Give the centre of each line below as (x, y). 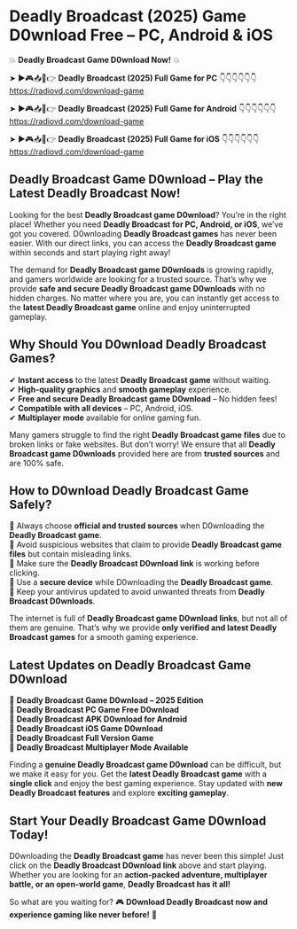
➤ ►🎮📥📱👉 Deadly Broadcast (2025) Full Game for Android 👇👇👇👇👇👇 (143, 108)
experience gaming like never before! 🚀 (83, 914)
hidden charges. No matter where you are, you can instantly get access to (145, 298)
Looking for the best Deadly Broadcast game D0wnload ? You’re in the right (148, 215)
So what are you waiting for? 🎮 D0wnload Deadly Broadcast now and (139, 902)
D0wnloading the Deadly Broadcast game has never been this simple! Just (147, 856)
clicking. (24, 573)
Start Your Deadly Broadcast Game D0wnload (138, 820)
